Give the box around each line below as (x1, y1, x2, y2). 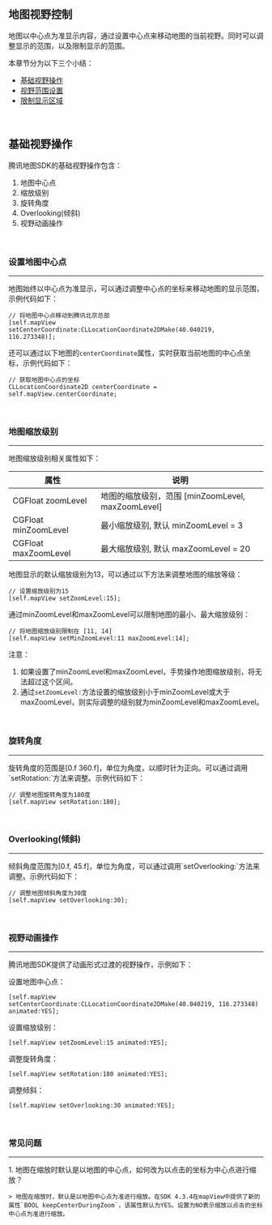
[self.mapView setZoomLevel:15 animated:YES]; (8, 1039, 168, 1047)
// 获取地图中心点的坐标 (8, 375, 80, 383)
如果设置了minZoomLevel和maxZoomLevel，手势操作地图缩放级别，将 (19, 667, 256, 677)
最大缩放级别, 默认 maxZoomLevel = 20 (100, 543, 251, 555)
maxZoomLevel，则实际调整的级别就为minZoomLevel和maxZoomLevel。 (19, 697, 264, 707)
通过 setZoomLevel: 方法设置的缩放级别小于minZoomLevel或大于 (19, 687, 231, 697)
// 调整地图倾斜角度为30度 (8, 889, 87, 897)
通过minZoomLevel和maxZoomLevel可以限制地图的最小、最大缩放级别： (8, 610, 251, 619)
